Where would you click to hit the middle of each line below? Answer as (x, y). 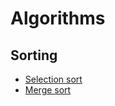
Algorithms (58, 18)
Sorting (34, 55)
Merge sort (48, 90)
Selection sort (53, 79)
